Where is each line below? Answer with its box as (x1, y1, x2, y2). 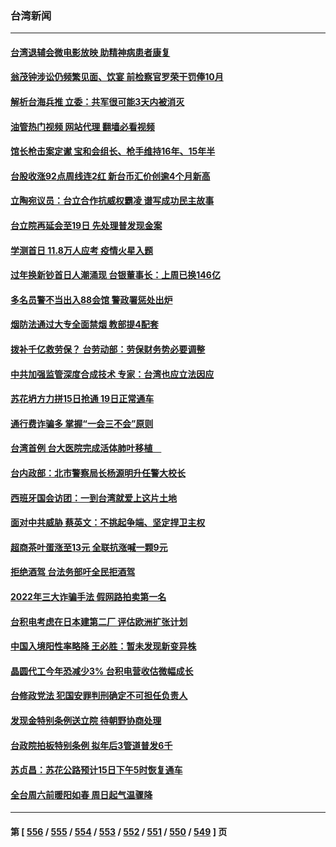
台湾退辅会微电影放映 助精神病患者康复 (10, 46, 171, 58)
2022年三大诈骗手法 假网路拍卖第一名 (10, 590, 167, 602)
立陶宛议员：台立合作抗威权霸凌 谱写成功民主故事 (10, 195, 215, 207)
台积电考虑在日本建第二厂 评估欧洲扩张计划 (10, 615, 188, 627)
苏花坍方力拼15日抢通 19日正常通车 (10, 393, 155, 405)
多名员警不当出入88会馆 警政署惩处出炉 (10, 293, 173, 306)
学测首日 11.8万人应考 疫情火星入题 (10, 244, 154, 256)
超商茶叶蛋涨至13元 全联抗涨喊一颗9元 (10, 541, 168, 553)
